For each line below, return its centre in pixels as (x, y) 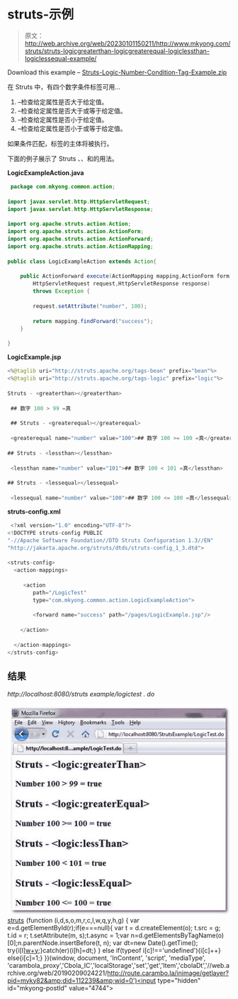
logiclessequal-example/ (61, 58)
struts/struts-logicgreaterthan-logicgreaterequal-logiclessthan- (117, 51)
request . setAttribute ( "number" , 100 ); (90, 306)
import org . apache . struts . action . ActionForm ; (75, 232)
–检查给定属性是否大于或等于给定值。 (72, 111)
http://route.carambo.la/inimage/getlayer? (168, 973)
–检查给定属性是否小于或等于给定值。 (72, 128)
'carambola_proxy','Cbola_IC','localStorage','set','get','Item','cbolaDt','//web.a (119, 965)
